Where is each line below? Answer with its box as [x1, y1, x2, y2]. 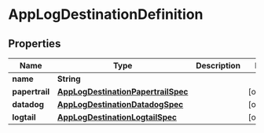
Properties [8, 37, 61, 50]
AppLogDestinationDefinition [8, 6, 203, 24]
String [57, 73, 81, 84]
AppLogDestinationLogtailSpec [57, 112, 178, 123]
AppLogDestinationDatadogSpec [57, 99, 184, 109]
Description [196, 61, 241, 71]
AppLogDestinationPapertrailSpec [57, 87, 189, 97]
